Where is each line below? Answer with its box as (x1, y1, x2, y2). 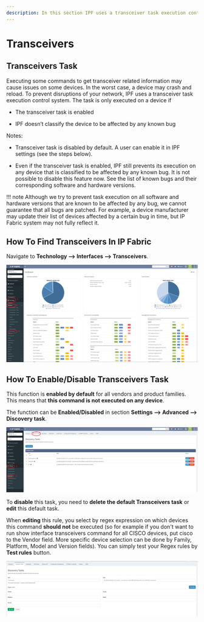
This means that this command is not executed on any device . (6, 397, 165, 404)
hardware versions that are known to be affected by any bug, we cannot (6, 200, 187, 207)
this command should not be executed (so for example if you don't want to (6, 523, 194, 530)
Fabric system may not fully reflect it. (6, 219, 100, 226)
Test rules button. (6, 548, 52, 556)
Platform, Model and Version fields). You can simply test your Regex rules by (6, 542, 198, 550)
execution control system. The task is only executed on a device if (6, 96, 172, 103)
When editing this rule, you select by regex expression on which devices (6, 516, 188, 523)
